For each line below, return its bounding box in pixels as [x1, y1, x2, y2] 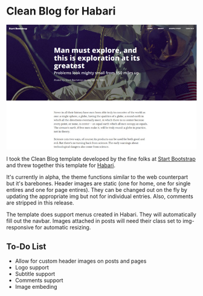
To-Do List [6, 241, 47, 252]
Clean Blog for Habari [6, 4, 116, 18]
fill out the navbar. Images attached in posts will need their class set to [6, 217, 181, 225]
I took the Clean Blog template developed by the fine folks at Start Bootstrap [6, 156, 196, 163]
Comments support [14, 277, 63, 284]
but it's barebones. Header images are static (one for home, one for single [6, 180, 191, 187]
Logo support [14, 264, 50, 271]
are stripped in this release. [6, 199, 74, 206]
